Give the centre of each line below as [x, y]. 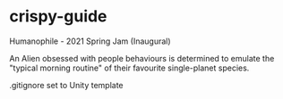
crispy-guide [58, 16]
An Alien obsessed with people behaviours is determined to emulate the [142, 58]
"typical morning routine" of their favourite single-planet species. [129, 68]
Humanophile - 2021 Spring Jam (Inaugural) [90, 41]
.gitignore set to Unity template [66, 85]
